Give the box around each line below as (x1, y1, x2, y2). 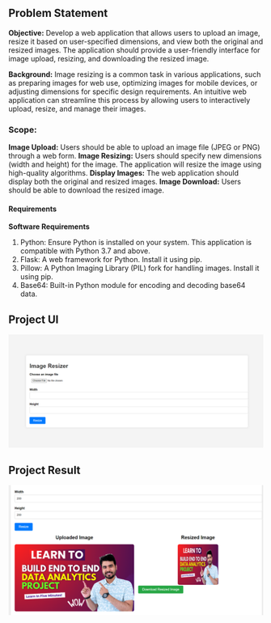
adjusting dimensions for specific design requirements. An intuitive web (8, 87, 247, 96)
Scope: (8, 124, 37, 135)
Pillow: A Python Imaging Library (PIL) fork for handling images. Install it (19, 263, 260, 273)
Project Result (8, 463, 81, 477)
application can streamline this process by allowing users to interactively (8, 95, 251, 104)
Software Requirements (8, 222, 91, 231)
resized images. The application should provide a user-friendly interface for (8, 44, 260, 55)
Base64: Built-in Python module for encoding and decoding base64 (19, 281, 246, 290)
